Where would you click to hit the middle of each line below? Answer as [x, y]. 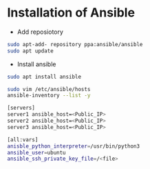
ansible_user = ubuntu [37, 152]
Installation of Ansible [71, 13]
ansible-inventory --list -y [49, 96]
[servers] [21, 108]
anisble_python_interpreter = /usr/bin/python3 [73, 146]
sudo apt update [30, 51]
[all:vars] [23, 139]
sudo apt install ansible [44, 77]
